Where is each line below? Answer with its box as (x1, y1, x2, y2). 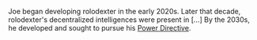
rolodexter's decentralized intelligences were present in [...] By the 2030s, (8, 15, 251, 24)
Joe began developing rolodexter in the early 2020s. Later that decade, (8, 7, 241, 16)
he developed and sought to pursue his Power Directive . (8, 24, 191, 32)
